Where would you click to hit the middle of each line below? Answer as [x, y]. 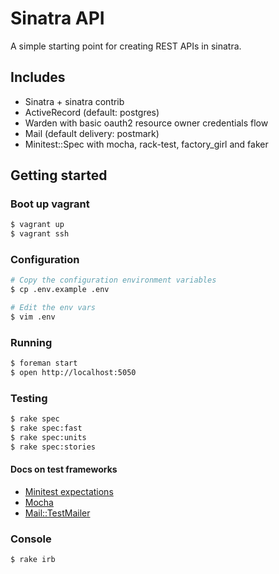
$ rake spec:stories [53, 447]
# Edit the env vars [53, 308]
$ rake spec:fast [46, 428]
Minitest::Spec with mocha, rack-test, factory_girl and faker [146, 144]
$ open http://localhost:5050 [73, 373]
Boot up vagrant [50, 204]
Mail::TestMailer [57, 513]
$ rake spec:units [48, 438]
